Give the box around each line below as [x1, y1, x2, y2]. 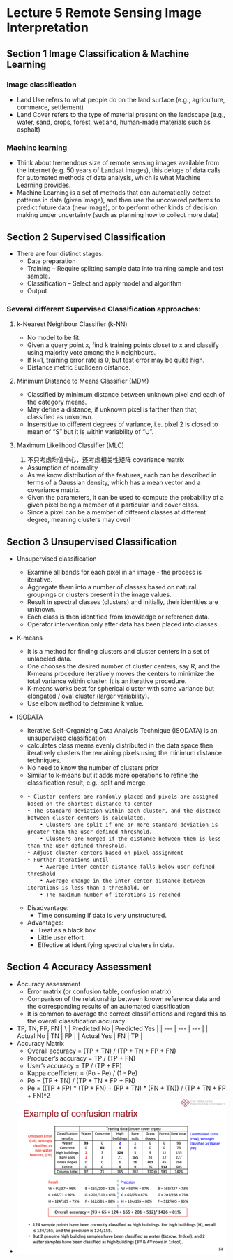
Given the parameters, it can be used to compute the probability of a [27, 493, 224, 502]
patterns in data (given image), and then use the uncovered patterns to [16, 196, 220, 204]
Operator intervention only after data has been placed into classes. [27, 620, 219, 629]
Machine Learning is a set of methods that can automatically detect [16, 188, 211, 197]
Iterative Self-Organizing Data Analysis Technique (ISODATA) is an [27, 727, 218, 735]
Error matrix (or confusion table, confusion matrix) [27, 987, 172, 995]
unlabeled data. [27, 654, 73, 663]
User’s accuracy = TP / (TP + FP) [27, 1061, 123, 1070]
